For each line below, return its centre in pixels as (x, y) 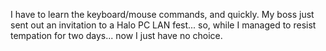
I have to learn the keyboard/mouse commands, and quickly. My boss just (162, 14)
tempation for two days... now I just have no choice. (116, 35)
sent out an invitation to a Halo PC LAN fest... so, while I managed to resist (163, 25)
